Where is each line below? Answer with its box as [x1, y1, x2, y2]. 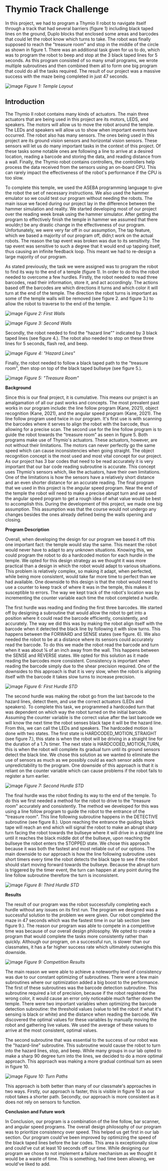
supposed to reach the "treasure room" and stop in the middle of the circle [5, 41, 159, 47]
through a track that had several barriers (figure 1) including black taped [5, 25, 153, 31]
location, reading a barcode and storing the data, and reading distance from [5, 153, 161, 159]
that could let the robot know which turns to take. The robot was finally [5, 36, 151, 42]
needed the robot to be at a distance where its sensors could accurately [5, 636, 153, 642]
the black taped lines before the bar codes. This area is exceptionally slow [5, 1139, 158, 1145]
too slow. [5, 174, 24, 181]
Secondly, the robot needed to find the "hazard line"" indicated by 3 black [5, 330, 157, 336]
